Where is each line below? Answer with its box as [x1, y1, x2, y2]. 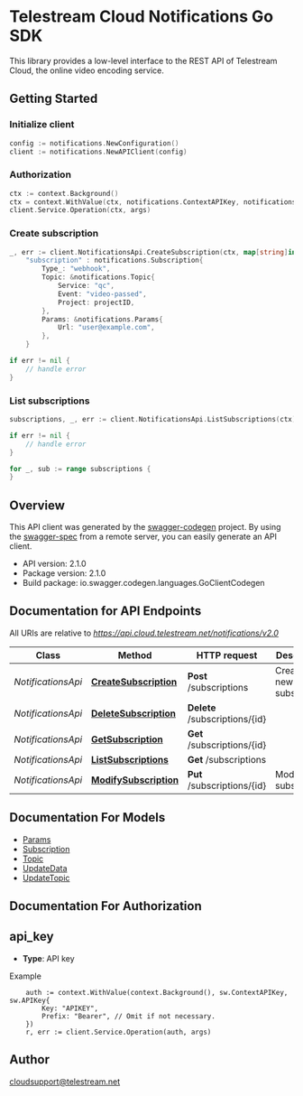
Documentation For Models [9, 810, 166, 825]
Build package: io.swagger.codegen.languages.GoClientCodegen [22, 578, 265, 589]
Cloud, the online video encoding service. [9, 65, 165, 76]
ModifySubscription [90, 774, 179, 786]
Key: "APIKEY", [41, 1004, 99, 1013]
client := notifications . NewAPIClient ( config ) [9, 147, 188, 156]
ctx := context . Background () [9, 189, 119, 198]
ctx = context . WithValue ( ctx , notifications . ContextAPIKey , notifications [9, 197, 297, 207]
